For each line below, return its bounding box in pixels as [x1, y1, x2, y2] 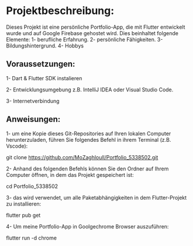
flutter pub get [6, 211, 41, 218]
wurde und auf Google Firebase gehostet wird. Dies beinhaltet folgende [6, 29, 178, 36]
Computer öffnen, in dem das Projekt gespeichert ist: [6, 171, 134, 178]
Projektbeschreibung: [6, 4, 115, 18]
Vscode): [6, 142, 28, 149]
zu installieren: [6, 200, 42, 207]
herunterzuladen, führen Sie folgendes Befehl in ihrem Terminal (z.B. [6, 136, 171, 143]
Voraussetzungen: [6, 59, 75, 69]
